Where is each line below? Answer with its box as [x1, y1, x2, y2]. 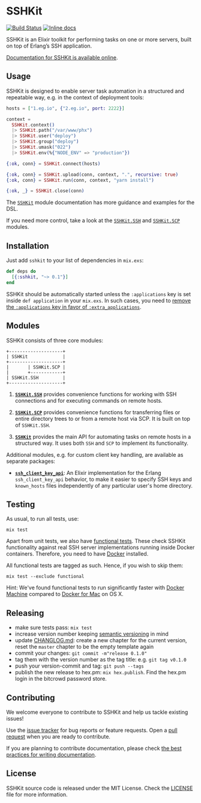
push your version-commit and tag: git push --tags [14, 662, 144, 669]
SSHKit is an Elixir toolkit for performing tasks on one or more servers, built [6, 36, 192, 43]
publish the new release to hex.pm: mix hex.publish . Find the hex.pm [14, 669, 187, 676]
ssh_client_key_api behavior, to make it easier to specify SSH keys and [14, 476, 192, 483]
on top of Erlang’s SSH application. [6, 42, 92, 49]
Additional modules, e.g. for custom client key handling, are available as [6, 451, 184, 458]
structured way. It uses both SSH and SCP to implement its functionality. [14, 439, 189, 447]
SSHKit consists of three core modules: [6, 336, 104, 344]
